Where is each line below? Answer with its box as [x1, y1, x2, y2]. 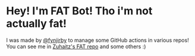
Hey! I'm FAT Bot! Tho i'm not [6, 4, 153, 18]
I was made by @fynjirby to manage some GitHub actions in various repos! [6, 36, 189, 43]
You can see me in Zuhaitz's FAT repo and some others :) [6, 43, 146, 50]
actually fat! [6, 17, 67, 30]
